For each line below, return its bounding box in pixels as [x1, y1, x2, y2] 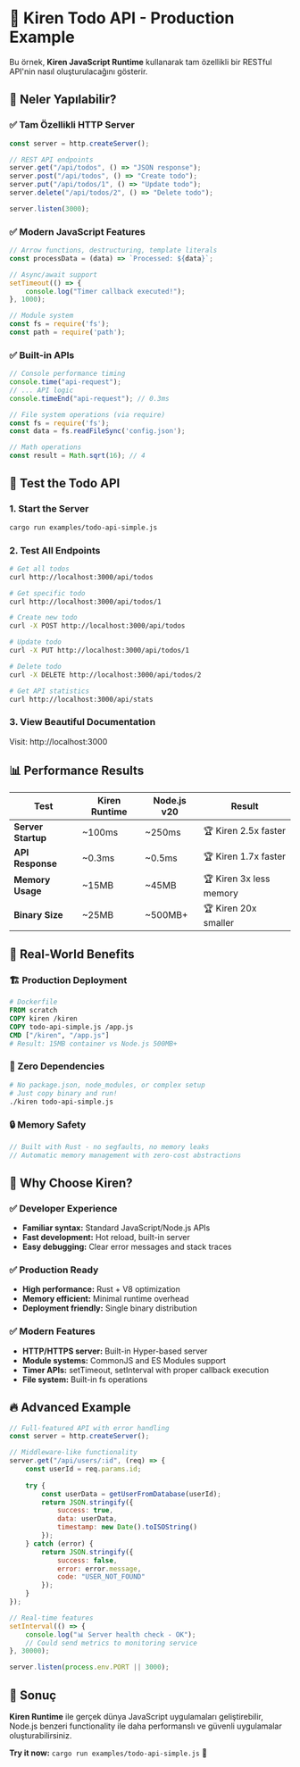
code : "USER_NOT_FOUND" [56, 1572, 146, 1581]
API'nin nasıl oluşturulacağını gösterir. [9, 66, 148, 77]
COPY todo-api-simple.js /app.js [9, 1022, 134, 1031]
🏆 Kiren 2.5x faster [203, 825, 287, 838]
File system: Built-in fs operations [21, 1374, 148, 1385]
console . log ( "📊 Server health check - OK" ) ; [25, 1629, 196, 1639]
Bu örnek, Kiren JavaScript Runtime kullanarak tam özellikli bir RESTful [9, 56, 272, 67]
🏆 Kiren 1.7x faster [203, 850, 287, 863]
